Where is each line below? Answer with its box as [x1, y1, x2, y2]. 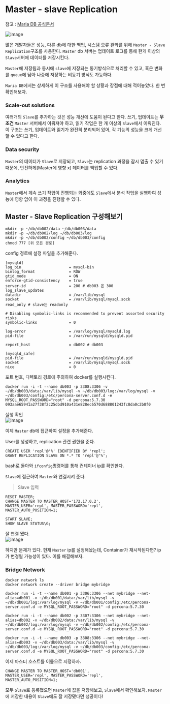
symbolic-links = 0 [5, 320, 76, 325]
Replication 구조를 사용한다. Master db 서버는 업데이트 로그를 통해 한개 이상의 [5, 48, 160, 54]
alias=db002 [5, 618, 30, 623]
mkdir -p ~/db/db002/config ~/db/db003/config [5, 235, 106, 240]
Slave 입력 [17, 484, 39, 490]
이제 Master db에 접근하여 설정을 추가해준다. [5, 427, 94, 434]
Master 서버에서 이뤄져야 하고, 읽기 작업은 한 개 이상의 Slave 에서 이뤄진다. [14, 120, 161, 127]
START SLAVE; [5, 516, 33, 522]
